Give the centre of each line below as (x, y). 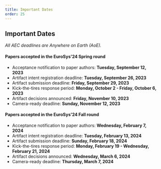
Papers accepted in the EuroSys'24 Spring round (55, 56)
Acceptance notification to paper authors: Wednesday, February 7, (79, 125)
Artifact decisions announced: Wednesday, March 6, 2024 (71, 156)
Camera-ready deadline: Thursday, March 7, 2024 (63, 161)
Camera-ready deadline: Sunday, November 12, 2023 (66, 103)
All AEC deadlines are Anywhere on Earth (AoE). (53, 45)
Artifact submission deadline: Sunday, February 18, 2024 (70, 141)
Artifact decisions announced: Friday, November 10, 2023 (71, 98)
